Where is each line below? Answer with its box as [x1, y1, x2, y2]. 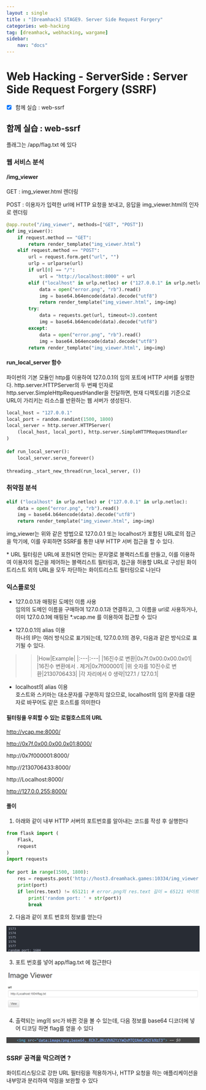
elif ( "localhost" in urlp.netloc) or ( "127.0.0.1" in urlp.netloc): [6, 498, 188, 505]
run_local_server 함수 [6, 359, 62, 366]
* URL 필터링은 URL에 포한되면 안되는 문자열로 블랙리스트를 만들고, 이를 [6, 551, 179, 559]
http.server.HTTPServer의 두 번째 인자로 [14, 381, 114, 388]
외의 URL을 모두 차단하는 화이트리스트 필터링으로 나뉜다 [27, 566, 161, 574]
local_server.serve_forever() [17, 455, 95, 461]
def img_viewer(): [6, 228, 53, 234]
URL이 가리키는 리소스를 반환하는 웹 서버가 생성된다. [6, 396, 132, 404]
